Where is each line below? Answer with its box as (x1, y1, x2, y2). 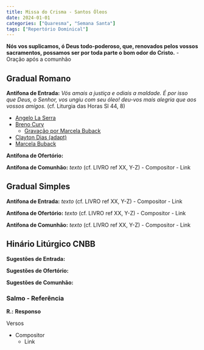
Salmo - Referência (6, 294, 64, 302)
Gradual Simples (6, 181, 71, 192)
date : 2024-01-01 (6, 15, 51, 21)
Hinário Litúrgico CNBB (6, 239, 96, 249)
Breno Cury (15, 121, 44, 128)
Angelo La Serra (15, 114, 56, 122)
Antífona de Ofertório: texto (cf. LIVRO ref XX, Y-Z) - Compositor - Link (6, 209, 186, 216)
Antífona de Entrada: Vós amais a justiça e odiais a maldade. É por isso (6, 90, 188, 97)
